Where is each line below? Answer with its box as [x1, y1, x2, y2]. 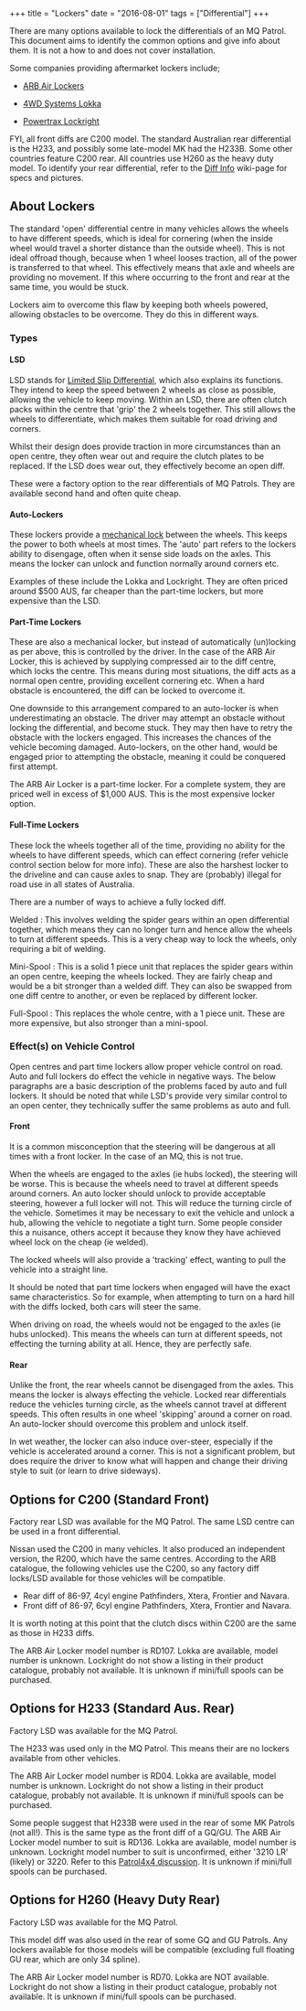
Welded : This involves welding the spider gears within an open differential [9, 914, 290, 925]
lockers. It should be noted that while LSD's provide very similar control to [9, 1090, 288, 1101]
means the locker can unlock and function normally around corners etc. [9, 558, 280, 570]
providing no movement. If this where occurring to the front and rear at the [9, 272, 290, 283]
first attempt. [9, 761, 58, 772]
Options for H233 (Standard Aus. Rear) [9, 1701, 235, 1717]
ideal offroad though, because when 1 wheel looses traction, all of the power [9, 251, 298, 263]
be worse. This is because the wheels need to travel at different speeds [9, 1179, 279, 1190]
